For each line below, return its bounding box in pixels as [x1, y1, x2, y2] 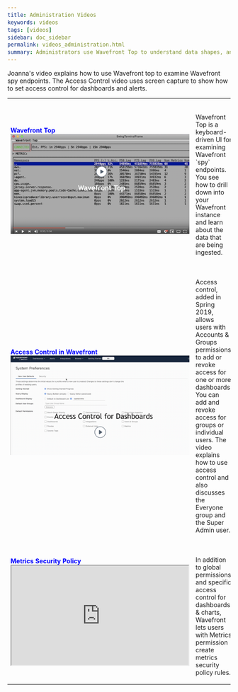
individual [195, 428, 224, 437]
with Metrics [195, 630, 232, 640]
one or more [195, 376, 232, 384]
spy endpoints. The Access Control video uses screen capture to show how [7, 76, 228, 85]
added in [195, 293, 222, 301]
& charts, [195, 609, 222, 617]
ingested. [195, 248, 223, 256]
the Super [195, 519, 225, 526]
